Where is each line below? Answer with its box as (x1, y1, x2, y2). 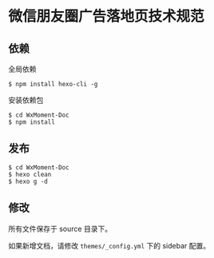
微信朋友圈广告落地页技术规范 (8, 7, 205, 26)
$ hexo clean (8, 170, 52, 178)
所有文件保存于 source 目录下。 (8, 224, 113, 233)
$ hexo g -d (8, 177, 48, 185)
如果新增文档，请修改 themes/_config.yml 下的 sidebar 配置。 (8, 240, 210, 250)
